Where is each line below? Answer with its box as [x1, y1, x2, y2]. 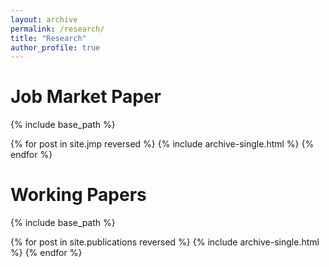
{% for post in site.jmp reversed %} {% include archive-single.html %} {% [10, 138, 315, 150]
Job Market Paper [10, 86, 162, 108]
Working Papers [10, 184, 147, 206]
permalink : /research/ [10, 24, 105, 34]
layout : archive [10, 14, 78, 25]
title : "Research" [10, 33, 87, 43]
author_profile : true [10, 42, 101, 53]
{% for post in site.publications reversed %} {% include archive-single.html [10, 236, 320, 248]
